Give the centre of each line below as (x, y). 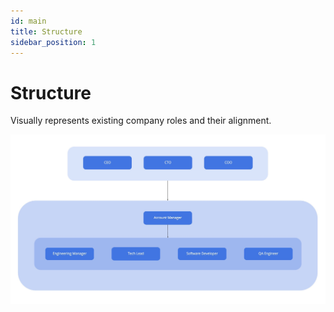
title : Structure (46, 31)
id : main (28, 21)
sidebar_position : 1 (53, 42)
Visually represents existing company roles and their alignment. (141, 121)
